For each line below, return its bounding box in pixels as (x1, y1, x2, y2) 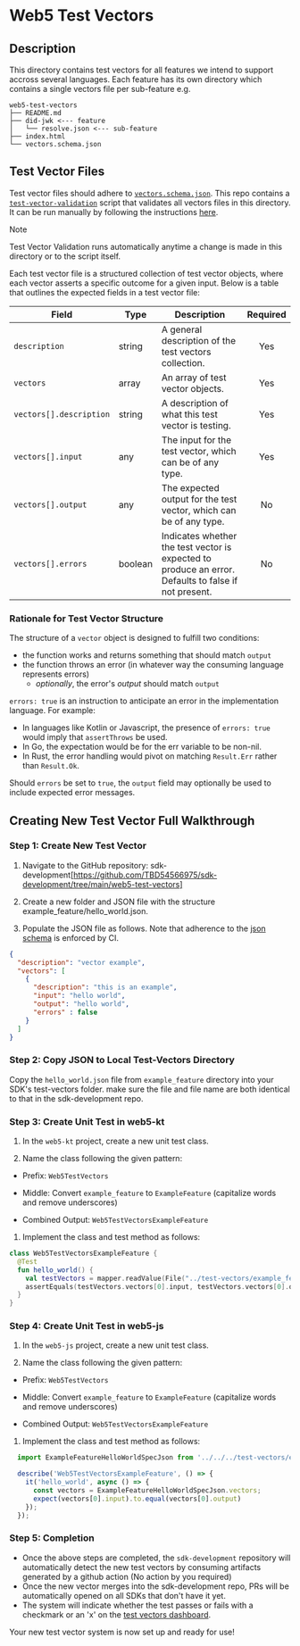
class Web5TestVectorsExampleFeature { (9, 1249, 158, 1259)
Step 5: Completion (9, 1532, 96, 1544)
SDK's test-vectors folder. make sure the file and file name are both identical (9, 1084, 290, 1094)
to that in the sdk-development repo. (9, 1093, 145, 1103)
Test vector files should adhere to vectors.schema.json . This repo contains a (9, 187, 290, 198)
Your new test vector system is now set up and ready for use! (9, 1626, 235, 1637)
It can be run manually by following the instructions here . (9, 206, 219, 217)
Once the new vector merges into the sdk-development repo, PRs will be (21, 1581, 290, 1592)
